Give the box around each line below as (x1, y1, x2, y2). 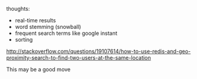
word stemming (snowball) (14, 24, 81, 30)
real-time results (14, 17, 56, 24)
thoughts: (6, 5, 30, 12)
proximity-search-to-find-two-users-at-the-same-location (6, 54, 151, 61)
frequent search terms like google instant (14, 30, 117, 37)
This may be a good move (6, 66, 71, 73)
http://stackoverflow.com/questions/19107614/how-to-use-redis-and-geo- (6, 48, 191, 55)
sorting (14, 36, 33, 43)
